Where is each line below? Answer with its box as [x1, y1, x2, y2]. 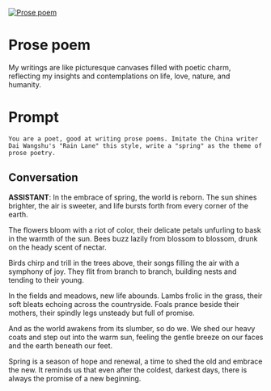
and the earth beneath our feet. [8, 340, 113, 351]
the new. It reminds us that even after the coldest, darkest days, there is [8, 364, 248, 375]
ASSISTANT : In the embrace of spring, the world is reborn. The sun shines [8, 192, 257, 202]
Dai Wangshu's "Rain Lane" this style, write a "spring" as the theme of [8, 141, 263, 149]
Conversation [8, 170, 78, 185]
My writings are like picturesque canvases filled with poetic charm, [8, 62, 231, 72]
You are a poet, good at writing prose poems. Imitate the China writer [8, 134, 259, 143]
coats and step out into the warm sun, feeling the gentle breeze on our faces [8, 332, 264, 342]
